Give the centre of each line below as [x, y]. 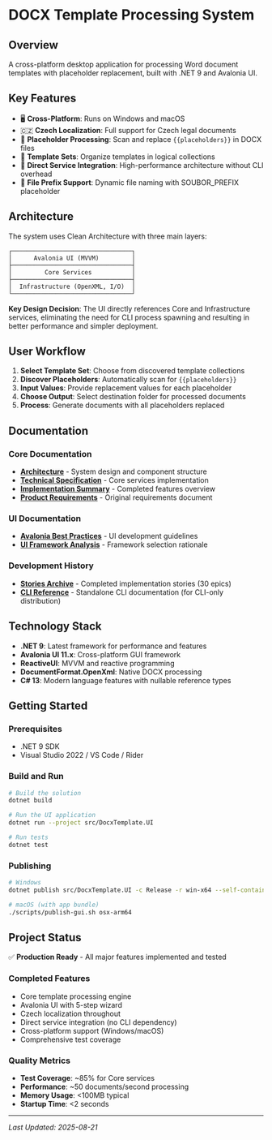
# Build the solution [45, 793]
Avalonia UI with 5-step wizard [71, 1004]
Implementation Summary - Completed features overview [118, 489]
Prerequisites [35, 729]
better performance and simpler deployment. [83, 325]
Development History [51, 566]
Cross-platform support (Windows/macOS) [92, 1030]
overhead [36, 174]
